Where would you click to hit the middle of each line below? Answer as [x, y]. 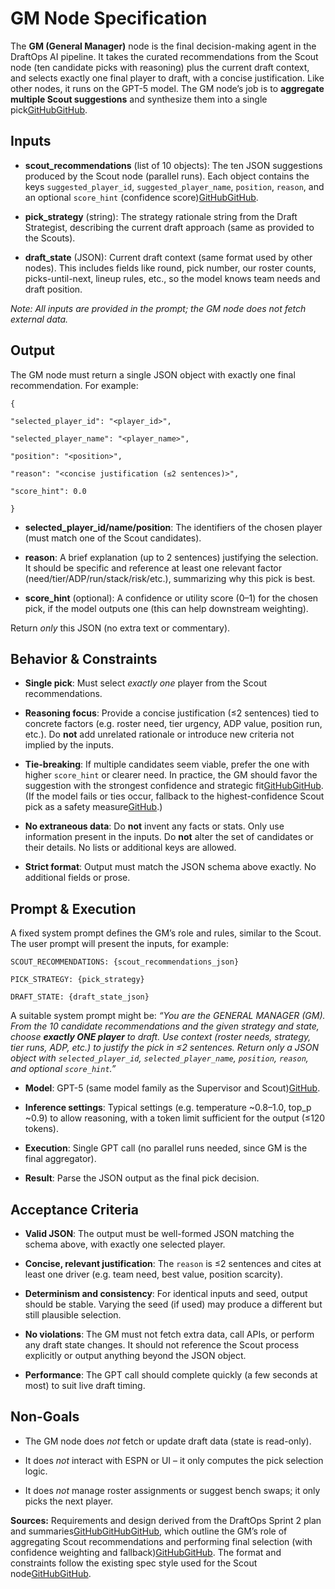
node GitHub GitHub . [51, 1573]
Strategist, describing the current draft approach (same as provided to [169, 227]
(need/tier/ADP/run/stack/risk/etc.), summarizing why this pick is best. [170, 578]
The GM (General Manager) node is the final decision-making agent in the [163, 46]
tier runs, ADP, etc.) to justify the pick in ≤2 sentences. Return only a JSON [164, 1048]
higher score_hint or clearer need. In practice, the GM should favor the [171, 775]
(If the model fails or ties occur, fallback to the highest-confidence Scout [174, 796]
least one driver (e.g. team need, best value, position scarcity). [154, 1274]
